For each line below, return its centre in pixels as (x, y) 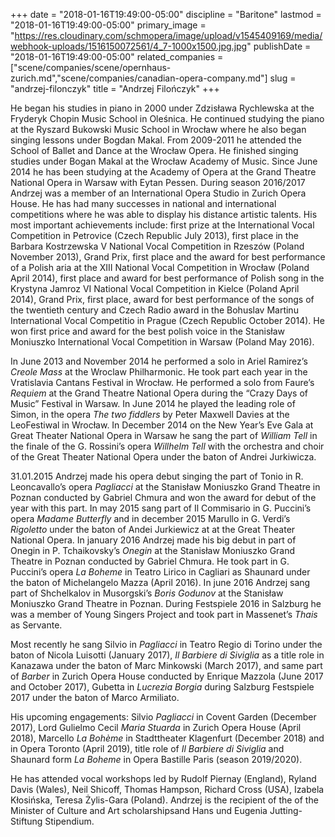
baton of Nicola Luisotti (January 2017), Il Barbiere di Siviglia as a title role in (167, 655)
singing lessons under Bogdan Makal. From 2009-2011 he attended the (156, 140)
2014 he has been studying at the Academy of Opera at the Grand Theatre (163, 172)
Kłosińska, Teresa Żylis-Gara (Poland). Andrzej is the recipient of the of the (164, 800)
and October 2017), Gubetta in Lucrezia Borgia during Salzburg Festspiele (162, 687)
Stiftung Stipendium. (52, 821)
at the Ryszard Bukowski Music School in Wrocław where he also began (158, 129)
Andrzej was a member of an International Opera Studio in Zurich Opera (158, 193)
